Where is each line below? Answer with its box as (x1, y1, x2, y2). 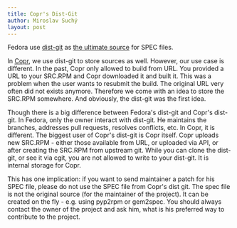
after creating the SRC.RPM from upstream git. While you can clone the (7, 146, 216, 155)
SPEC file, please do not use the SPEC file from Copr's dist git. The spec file (7, 183, 231, 191)
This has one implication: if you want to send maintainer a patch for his (7, 175, 215, 183)
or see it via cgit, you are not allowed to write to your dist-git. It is (18, 153, 209, 162)
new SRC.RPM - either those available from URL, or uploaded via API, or (7, 139, 218, 147)
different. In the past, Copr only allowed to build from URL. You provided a (7, 65, 224, 73)
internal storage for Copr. (7, 161, 82, 170)
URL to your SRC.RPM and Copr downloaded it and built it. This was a (7, 72, 212, 80)
